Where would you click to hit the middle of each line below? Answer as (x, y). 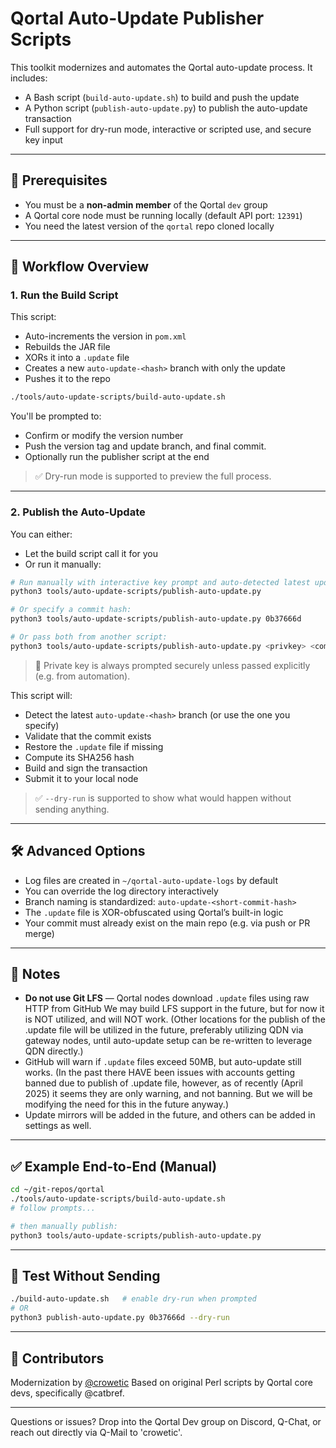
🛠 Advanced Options (78, 851)
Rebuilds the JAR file (67, 347)
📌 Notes (35, 974)
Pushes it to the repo (67, 379)
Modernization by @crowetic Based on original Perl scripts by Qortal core (162, 1382)
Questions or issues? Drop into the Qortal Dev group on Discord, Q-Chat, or (166, 1421)
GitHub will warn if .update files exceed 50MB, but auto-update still (163, 1062)
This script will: (41, 695)
